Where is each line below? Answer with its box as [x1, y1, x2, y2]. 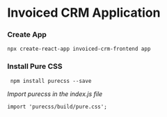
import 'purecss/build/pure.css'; [7, 103, 108, 110]
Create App [7, 30, 47, 40]
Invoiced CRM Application [7, 5, 161, 21]
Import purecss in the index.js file [7, 89, 103, 98]
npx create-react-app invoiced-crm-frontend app [7, 45, 151, 53]
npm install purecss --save [10, 77, 92, 84]
